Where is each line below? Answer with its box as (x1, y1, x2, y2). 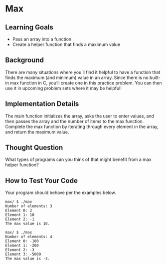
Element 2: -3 (5, 247, 35, 252)
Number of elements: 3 (5, 203, 52, 209)
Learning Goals (5, 23, 54, 31)
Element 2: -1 (5, 217, 35, 222)
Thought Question (5, 143, 63, 152)
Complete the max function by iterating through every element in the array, (5, 123, 159, 129)
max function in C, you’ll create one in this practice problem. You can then (9, 79, 162, 85)
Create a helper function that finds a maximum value (12, 41, 121, 47)
